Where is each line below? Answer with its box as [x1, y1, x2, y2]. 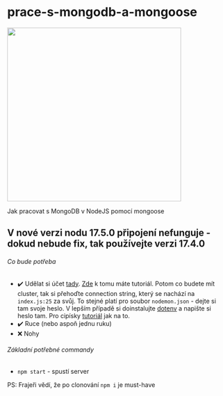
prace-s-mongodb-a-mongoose [7, 4, 198, 20]
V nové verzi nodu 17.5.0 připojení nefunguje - [7, 227, 210, 239]
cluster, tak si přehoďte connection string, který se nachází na [17, 289, 195, 297]
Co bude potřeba [7, 257, 56, 265]
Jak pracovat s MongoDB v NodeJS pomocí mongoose [7, 206, 165, 215]
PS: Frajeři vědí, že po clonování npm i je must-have [7, 380, 156, 389]
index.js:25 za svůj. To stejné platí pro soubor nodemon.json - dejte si [17, 297, 217, 305]
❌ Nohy [17, 329, 40, 338]
